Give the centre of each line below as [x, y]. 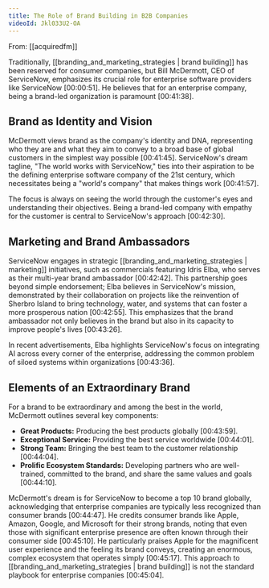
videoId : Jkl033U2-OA [45, 23]
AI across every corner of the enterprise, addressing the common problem [131, 354]
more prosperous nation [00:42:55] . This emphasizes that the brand [121, 313]
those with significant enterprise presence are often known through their [128, 532]
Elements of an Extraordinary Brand [100, 387]
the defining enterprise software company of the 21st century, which [122, 175]
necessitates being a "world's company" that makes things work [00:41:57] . [134, 184]
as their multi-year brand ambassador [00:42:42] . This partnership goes [128, 278]
